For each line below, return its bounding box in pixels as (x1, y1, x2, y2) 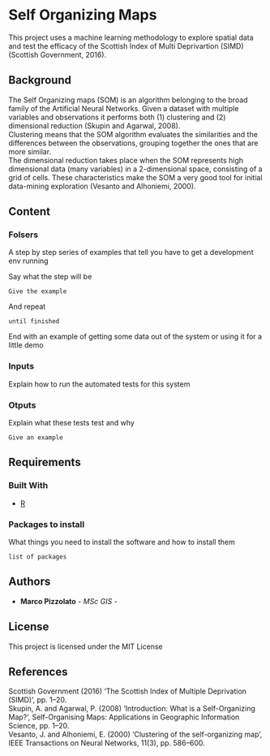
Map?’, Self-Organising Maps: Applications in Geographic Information (8, 712, 240, 722)
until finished (8, 318, 60, 326)
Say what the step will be (8, 272, 92, 282)
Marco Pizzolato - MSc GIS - (19, 596, 118, 606)
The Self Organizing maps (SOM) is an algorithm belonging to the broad (8, 95, 249, 105)
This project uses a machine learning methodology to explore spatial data (8, 32, 254, 42)
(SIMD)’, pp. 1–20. (8, 695, 67, 705)
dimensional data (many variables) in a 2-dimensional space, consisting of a (8, 164, 263, 174)
